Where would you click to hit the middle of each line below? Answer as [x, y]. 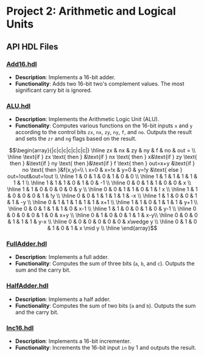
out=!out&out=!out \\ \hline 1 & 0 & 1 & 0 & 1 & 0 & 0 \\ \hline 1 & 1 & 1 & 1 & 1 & [102, 176]
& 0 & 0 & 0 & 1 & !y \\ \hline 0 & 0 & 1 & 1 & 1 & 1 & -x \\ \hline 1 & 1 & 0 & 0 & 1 [102, 196]
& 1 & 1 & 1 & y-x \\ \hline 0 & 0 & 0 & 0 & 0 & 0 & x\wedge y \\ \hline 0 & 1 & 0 [102, 222]
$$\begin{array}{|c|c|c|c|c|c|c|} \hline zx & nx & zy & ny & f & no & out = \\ [102, 150]
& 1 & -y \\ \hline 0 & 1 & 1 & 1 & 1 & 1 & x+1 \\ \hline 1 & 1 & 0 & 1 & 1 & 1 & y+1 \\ [102, 202]
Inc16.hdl [20, 328]
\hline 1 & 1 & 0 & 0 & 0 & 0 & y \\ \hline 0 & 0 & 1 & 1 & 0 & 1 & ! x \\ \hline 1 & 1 [102, 189]
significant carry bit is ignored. [54, 90]
